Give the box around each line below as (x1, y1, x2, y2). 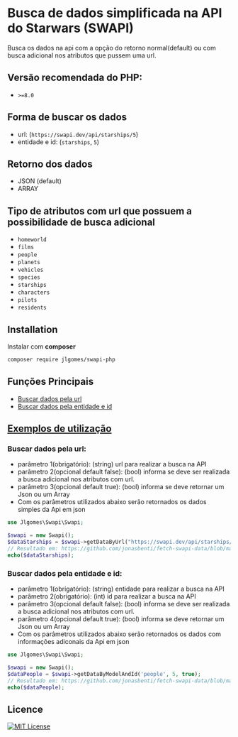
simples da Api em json (17, 506, 86, 514)
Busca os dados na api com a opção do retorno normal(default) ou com (7, 43, 216, 52)
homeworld (17, 236, 47, 244)
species (17, 274, 40, 281)
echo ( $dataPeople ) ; (7, 684, 65, 691)
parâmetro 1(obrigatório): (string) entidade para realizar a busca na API (17, 584, 225, 594)
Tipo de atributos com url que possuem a (7, 204, 193, 217)
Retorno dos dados (7, 158, 93, 170)
